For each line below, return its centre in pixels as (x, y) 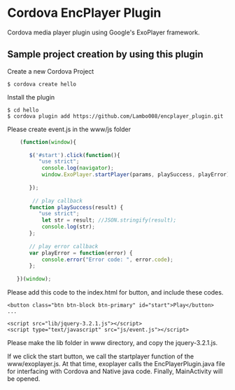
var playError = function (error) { (81, 253)
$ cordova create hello (42, 84)
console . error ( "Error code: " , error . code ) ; (107, 260)
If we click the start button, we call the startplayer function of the (101, 356)
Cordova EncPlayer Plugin (84, 13)
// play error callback (64, 246)
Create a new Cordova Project (51, 71)
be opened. (24, 379)
